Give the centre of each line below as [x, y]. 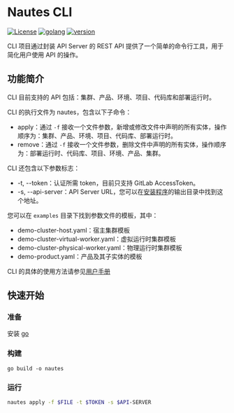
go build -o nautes [36, 368]
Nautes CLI [40, 12]
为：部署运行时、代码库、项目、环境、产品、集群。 [91, 153]
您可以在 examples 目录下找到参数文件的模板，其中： [83, 215]
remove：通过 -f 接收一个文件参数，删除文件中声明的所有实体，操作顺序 [122, 144]
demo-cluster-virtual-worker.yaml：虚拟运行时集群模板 [97, 239]
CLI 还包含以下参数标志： [44, 168]
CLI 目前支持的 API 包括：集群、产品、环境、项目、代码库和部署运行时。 [111, 97]
